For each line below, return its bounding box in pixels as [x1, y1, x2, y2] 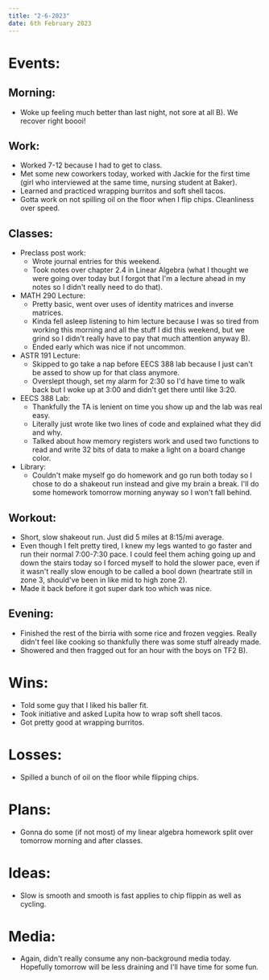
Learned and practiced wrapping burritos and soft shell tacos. [19, 186, 226, 196]
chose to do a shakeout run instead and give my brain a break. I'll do [31, 479, 259, 489]
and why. [31, 428, 63, 437]
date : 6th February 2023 [8, 19, 92, 27]
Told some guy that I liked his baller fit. [19, 700, 149, 709]
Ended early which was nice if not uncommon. [31, 342, 187, 352]
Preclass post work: [19, 248, 86, 258]
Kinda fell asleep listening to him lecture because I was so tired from [31, 316, 259, 326]
